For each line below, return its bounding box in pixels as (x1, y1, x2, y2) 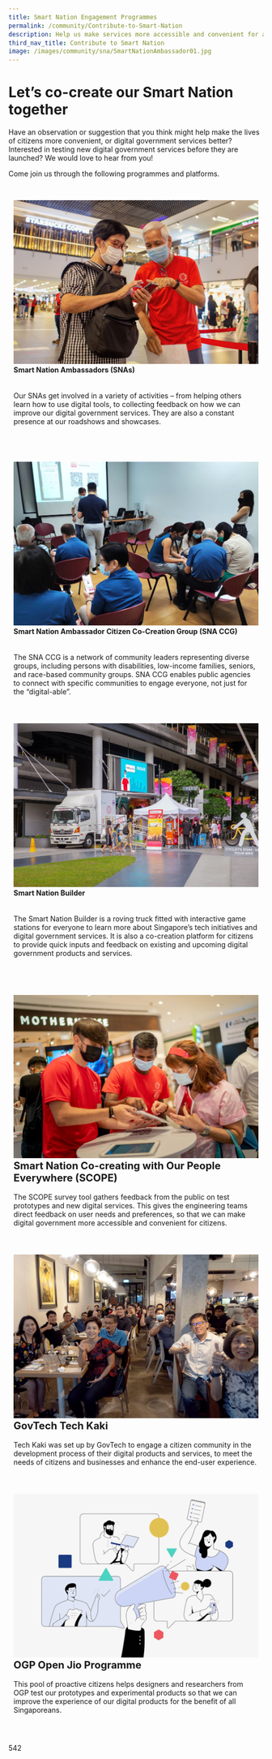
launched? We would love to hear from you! (8, 153, 154, 163)
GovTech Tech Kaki (13, 1419, 108, 1433)
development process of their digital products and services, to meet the (13, 1448, 253, 1459)
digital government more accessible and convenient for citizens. (13, 1218, 227, 1228)
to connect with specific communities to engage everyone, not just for (13, 678, 248, 688)
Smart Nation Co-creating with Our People (13, 1160, 221, 1173)
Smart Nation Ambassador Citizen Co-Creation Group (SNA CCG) (13, 626, 238, 636)
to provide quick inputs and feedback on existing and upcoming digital (13, 939, 249, 949)
